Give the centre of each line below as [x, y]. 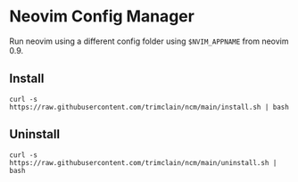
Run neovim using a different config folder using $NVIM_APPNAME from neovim [149, 41]
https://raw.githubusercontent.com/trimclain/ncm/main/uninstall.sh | [143, 162]
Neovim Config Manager [102, 17]
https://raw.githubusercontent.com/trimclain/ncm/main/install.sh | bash [149, 107]
